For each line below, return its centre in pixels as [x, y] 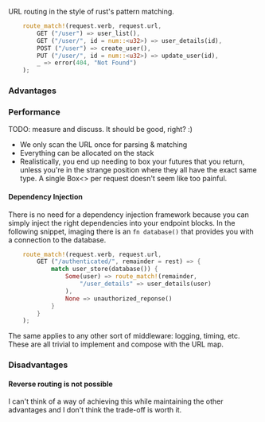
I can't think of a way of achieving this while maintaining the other [116, 401]
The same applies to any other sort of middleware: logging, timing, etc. [124, 336]
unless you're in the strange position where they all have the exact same [138, 170]
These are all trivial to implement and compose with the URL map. [116, 344]
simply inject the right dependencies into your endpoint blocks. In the [122, 223]
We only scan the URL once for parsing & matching [103, 145]
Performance [35, 112]
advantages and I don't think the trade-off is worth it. [95, 410]
